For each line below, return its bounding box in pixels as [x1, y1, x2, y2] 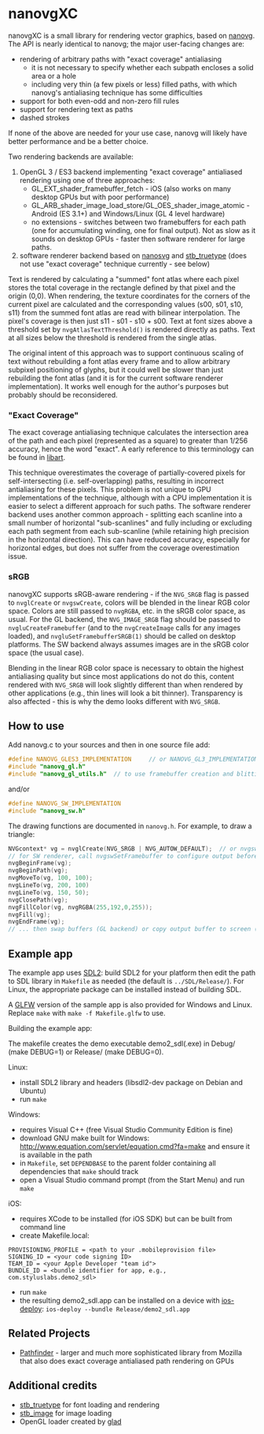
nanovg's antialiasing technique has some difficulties [31, 87, 203, 97]
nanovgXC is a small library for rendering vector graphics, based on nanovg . [8, 31, 255, 40]
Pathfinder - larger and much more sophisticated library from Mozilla [19, 1347, 242, 1357]
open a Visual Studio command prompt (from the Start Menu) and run [19, 1175, 245, 1185]
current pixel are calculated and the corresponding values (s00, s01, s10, [8, 299, 244, 309]
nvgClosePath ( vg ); [8, 895, 68, 904]
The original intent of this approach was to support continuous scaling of [8, 348, 244, 358]
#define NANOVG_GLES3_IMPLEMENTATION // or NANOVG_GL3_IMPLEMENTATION [8, 755, 258, 764]
